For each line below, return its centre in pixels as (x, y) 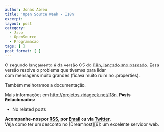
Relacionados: (20, 99)
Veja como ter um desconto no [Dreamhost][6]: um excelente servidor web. (82, 124)
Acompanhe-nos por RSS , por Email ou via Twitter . (58, 119)
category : (15, 28)
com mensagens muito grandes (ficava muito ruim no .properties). (73, 75)
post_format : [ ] (23, 51)
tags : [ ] (15, 46)
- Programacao (24, 42)
